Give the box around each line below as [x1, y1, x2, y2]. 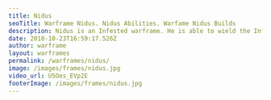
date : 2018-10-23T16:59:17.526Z [8, 34, 117, 43]
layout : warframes [8, 49, 70, 57]
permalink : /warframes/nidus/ [8, 57, 110, 65]
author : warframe [8, 42, 67, 50]
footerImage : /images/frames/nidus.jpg [8, 79, 143, 87]
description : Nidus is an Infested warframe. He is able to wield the [8, 27, 251, 35]
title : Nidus [8, 11, 52, 20]
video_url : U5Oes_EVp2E [8, 72, 89, 80]
